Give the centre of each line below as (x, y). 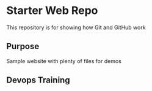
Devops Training (38, 80)
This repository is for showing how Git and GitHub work (76, 27)
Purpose (23, 46)
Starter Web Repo (52, 11)
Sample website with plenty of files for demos (64, 61)
